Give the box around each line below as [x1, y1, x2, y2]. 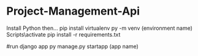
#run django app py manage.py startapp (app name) [6, 43, 139, 50]
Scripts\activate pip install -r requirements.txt [6, 30, 121, 38]
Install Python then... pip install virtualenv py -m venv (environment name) [6, 24, 193, 32]
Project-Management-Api [6, 4, 140, 18]
